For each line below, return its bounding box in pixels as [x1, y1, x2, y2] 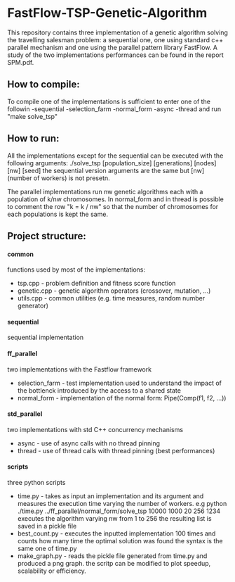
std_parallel [7, 410, 43, 418]
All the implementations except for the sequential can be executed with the [7, 151, 224, 160]
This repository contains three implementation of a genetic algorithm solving [7, 28, 228, 37]
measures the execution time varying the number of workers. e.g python [17, 499, 227, 507]
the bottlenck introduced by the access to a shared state [17, 386, 181, 395]
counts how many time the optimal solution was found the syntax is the [17, 536, 223, 545]
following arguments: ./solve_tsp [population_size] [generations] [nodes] [7, 158, 217, 167]
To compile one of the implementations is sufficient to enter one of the [7, 97, 210, 106]
